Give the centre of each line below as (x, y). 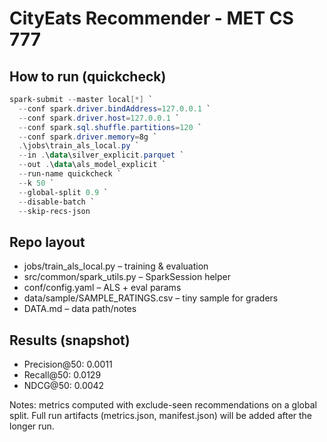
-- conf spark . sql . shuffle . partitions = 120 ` (110, 127)
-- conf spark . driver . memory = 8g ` (88, 137)
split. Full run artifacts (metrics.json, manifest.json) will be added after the (161, 415)
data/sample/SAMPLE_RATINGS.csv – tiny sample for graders (151, 298)
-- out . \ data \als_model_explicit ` (92, 165)
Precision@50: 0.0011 (68, 364)
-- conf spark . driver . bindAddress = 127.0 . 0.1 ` (115, 108)
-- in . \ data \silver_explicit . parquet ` (101, 155)
